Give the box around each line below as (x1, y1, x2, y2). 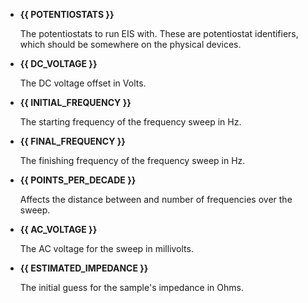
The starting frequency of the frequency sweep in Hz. (19, 116, 242, 128)
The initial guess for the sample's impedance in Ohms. (19, 282, 244, 293)
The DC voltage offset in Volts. (19, 77, 147, 89)
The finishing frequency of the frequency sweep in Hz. (19, 155, 246, 166)
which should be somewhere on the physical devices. (19, 39, 242, 50)
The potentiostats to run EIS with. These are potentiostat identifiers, (19, 28, 299, 39)
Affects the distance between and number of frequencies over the (19, 194, 293, 205)
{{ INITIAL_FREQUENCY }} (19, 97, 132, 108)
